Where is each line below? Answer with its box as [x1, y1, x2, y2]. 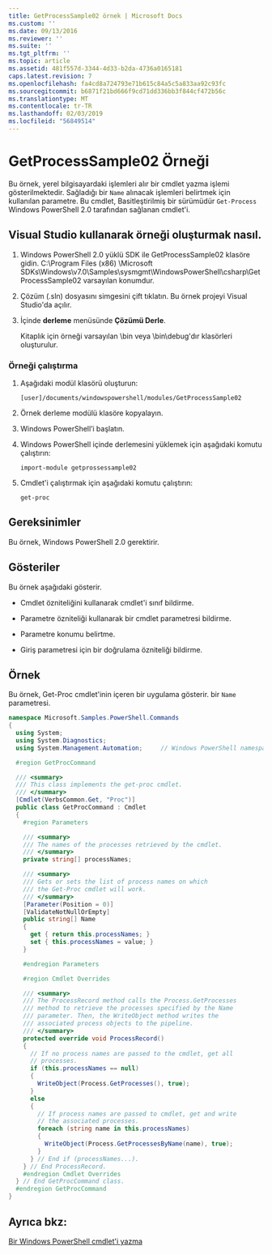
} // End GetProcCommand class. [15, 1177, 125, 1186]
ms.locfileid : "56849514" [8, 117, 96, 125]
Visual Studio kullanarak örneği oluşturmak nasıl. [8, 228, 261, 242]
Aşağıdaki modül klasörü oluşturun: [19, 378, 138, 388]
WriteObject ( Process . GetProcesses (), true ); [37, 1080, 190, 1088]
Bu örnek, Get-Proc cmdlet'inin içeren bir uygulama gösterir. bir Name [8, 690, 236, 699]
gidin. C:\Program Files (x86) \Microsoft [19, 258, 153, 268]
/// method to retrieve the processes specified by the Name [23, 1005, 233, 1013]
